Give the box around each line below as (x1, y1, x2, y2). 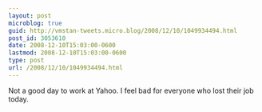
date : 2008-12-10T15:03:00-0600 (8, 42, 116, 50)
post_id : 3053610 (8, 34, 66, 42)
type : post (8, 57, 45, 65)
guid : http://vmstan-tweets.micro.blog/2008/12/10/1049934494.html (8, 26, 238, 34)
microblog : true (8, 19, 62, 27)
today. (8, 94, 30, 104)
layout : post (8, 11, 52, 20)
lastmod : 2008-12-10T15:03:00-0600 (8, 49, 127, 57)
